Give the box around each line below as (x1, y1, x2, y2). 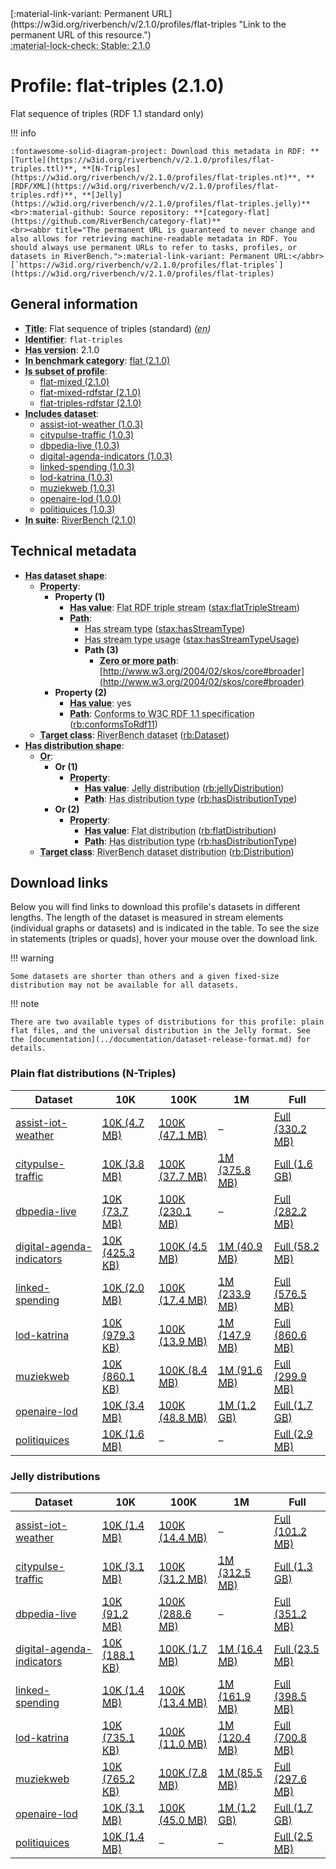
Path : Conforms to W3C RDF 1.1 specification (69, 707, 255, 719)
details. (10, 1043, 47, 1054)
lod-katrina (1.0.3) (39, 471, 113, 483)
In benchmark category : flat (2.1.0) (24, 354, 171, 366)
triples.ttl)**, (10, 163, 78, 174)
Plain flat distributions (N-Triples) (10, 1067, 177, 1081)
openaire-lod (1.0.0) (39, 492, 122, 504)
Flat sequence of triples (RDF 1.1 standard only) (10, 107, 205, 119)
